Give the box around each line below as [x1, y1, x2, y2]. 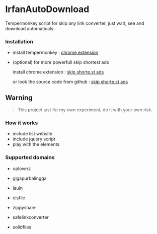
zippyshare [12, 204, 36, 210]
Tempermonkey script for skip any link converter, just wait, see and [5, 20, 144, 26]
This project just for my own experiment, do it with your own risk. [17, 107, 152, 113]
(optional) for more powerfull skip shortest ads [12, 59, 109, 65]
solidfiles [12, 224, 32, 230]
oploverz [12, 165, 31, 172]
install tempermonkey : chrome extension [12, 49, 99, 56]
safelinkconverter [12, 214, 49, 220]
